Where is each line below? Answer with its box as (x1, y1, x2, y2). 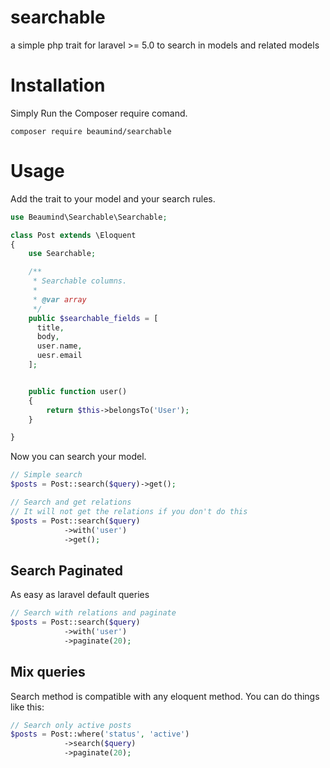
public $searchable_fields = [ (28, 313, 159, 323)
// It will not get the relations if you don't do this (10, 506, 248, 516)
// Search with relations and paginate (10, 608, 177, 618)
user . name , (36, 341, 83, 351)
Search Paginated (10, 562, 124, 579)
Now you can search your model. (10, 451, 147, 463)
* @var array (32, 294, 87, 305)
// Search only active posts (10, 720, 132, 730)
